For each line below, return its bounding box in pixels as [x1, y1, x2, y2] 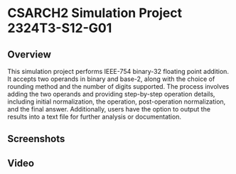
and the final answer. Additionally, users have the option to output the [7, 105, 211, 113]
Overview [7, 48, 52, 60]
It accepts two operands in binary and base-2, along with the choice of [7, 75, 215, 83]
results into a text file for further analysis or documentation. [7, 112, 181, 121]
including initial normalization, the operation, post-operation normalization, [7, 97, 226, 106]
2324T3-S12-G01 [7, 20, 112, 36]
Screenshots [7, 133, 65, 145]
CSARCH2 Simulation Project [7, 5, 183, 21]
